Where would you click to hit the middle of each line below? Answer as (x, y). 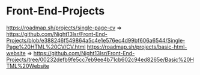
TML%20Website (28, 66)
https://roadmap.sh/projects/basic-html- (137, 47)
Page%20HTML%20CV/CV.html (46, 47)
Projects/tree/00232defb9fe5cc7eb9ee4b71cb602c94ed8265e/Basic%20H (100, 59)
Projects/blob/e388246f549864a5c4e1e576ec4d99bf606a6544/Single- (96, 40)
